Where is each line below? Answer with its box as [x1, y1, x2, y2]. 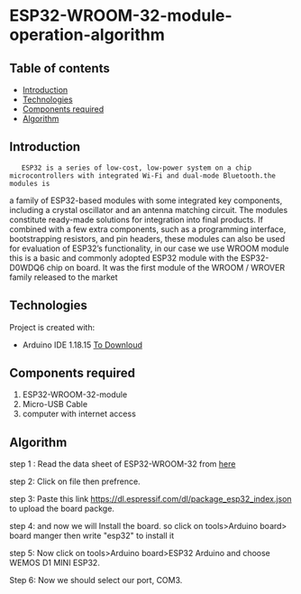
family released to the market [9, 272, 119, 283]
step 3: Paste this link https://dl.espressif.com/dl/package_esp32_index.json [9, 494, 292, 505]
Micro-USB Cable [22, 399, 88, 410]
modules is [9, 179, 50, 188]
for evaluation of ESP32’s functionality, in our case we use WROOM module [9, 243, 289, 254]
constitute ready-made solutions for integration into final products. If [9, 214, 264, 225]
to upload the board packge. [9, 503, 115, 515]
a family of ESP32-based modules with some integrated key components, [9, 195, 283, 206]
